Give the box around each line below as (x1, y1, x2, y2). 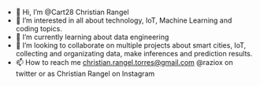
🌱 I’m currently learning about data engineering (15, 32, 169, 41)
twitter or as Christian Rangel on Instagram (15, 69, 155, 78)
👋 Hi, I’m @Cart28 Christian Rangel (15, 8, 129, 16)
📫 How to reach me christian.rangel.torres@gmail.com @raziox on (15, 58, 234, 66)
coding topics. (15, 24, 63, 33)
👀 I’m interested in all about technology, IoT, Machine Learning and (15, 16, 232, 25)
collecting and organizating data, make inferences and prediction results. (15, 49, 253, 58)
